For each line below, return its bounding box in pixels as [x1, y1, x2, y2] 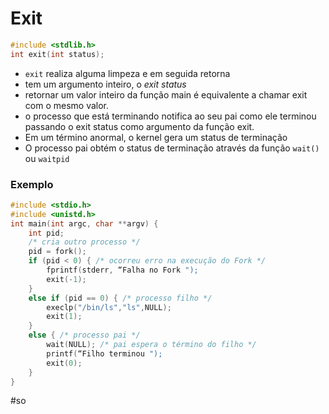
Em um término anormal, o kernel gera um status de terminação [24, 131, 288, 143]
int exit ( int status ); [10, 49, 105, 59]
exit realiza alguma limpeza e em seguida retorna [24, 67, 231, 79]
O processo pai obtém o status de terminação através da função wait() [24, 142, 320, 154]
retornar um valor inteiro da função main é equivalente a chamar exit [24, 88, 308, 101]
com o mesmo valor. [24, 99, 110, 111]
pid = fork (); [28, 247, 87, 257]
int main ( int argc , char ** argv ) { [10, 218, 159, 229]
